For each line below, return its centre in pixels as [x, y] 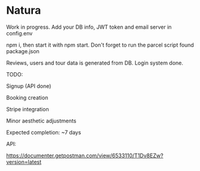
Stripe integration [28, 109]
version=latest [24, 161]
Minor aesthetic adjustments [41, 121]
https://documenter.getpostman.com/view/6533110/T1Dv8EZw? [85, 155]
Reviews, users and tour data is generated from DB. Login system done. [95, 63]
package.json [23, 51]
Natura [24, 10]
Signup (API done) [29, 86]
